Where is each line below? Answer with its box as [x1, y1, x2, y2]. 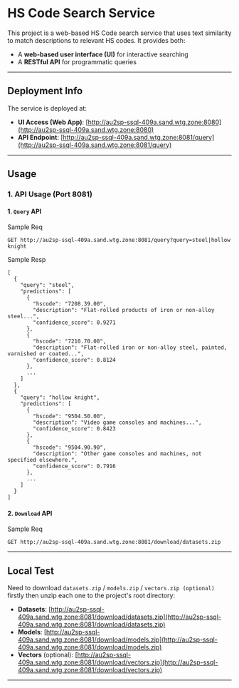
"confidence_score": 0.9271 [33, 319, 116, 326]
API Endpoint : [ [17, 133, 63, 141]
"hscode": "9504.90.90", [33, 444, 107, 451]
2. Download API [7, 509, 53, 517]
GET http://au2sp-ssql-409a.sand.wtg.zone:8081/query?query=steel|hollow [7, 237, 231, 244]
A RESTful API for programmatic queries [17, 57, 137, 66]
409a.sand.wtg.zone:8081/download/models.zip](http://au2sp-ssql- [17, 635, 218, 644]
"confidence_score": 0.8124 [33, 357, 116, 364]
